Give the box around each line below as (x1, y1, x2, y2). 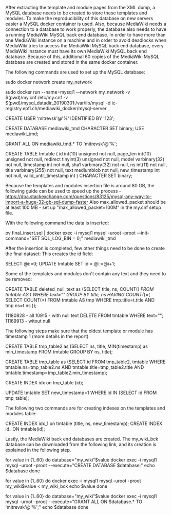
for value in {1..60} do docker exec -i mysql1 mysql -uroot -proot (5, 478, 141, 484)
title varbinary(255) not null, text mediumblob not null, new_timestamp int (5, 167, 160, 173)
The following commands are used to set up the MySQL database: (5, 69, 145, 75)
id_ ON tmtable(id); (5, 426, 45, 432)
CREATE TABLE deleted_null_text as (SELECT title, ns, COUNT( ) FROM (5, 286, 154, 292)
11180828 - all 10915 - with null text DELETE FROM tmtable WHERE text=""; (5, 312, 164, 318)
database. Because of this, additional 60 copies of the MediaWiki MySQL (5, 54, 160, 60)
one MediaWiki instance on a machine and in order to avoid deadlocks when (5, 37, 167, 43)
